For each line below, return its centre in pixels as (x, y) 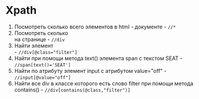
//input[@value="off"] (42, 78)
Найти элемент (34, 46)
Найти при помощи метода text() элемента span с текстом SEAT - (98, 58)
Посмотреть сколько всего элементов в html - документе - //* (95, 27)
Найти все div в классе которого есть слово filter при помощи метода (104, 83)
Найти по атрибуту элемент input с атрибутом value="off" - (90, 71)
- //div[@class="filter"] (46, 52)
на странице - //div (39, 39)
